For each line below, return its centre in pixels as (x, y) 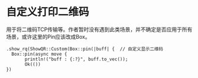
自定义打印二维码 (48, 12)
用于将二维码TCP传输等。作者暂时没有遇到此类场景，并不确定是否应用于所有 (99, 29)
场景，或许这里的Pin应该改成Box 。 (48, 36)
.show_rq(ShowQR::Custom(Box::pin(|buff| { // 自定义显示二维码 (85, 49)
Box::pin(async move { (39, 54)
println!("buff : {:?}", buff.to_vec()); (76, 59)
